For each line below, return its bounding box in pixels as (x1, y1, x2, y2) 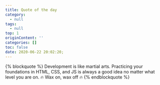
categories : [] (5, 40, 37, 45)
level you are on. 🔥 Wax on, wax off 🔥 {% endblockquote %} (5, 74, 130, 80)
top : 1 (5, 31, 19, 36)
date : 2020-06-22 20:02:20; (5, 49, 64, 54)
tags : (5, 21, 17, 27)
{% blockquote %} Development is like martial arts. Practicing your (5, 63, 143, 69)
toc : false (5, 45, 28, 50)
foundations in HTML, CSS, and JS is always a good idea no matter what (5, 68, 155, 74)
